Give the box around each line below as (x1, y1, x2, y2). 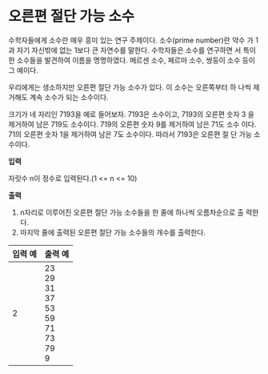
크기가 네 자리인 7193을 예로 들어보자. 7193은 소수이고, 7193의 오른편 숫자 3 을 (8, 109, 254, 119)
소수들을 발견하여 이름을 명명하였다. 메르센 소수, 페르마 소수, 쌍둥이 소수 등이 (16, 55, 256, 65)
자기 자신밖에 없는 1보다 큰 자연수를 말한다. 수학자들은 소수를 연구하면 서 (16, 45, 242, 54)
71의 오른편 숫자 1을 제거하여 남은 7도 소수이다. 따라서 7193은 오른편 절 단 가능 (8, 129, 252, 139)
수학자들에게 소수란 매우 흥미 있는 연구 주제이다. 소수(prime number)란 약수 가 (8, 35, 254, 45)
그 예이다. (8, 65, 38, 74)
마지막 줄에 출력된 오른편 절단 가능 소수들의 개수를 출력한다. (19, 227, 206, 237)
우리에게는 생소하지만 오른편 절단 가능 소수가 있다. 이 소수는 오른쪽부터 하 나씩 (8, 82, 252, 92)
